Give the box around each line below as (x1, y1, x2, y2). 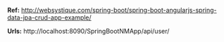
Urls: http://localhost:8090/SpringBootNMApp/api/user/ (7, 27, 170, 35)
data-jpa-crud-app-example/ (7, 13, 92, 22)
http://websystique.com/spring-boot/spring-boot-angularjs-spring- (20, 6, 217, 14)
